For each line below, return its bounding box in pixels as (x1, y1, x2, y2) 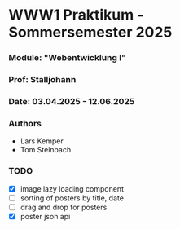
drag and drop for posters (20, 202, 108, 212)
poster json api (20, 211, 71, 221)
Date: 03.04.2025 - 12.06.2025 (8, 95, 135, 107)
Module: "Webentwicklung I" (8, 52, 126, 64)
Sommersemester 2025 (8, 23, 173, 42)
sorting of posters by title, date (20, 193, 125, 203)
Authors (8, 117, 42, 129)
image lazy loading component (20, 183, 125, 193)
